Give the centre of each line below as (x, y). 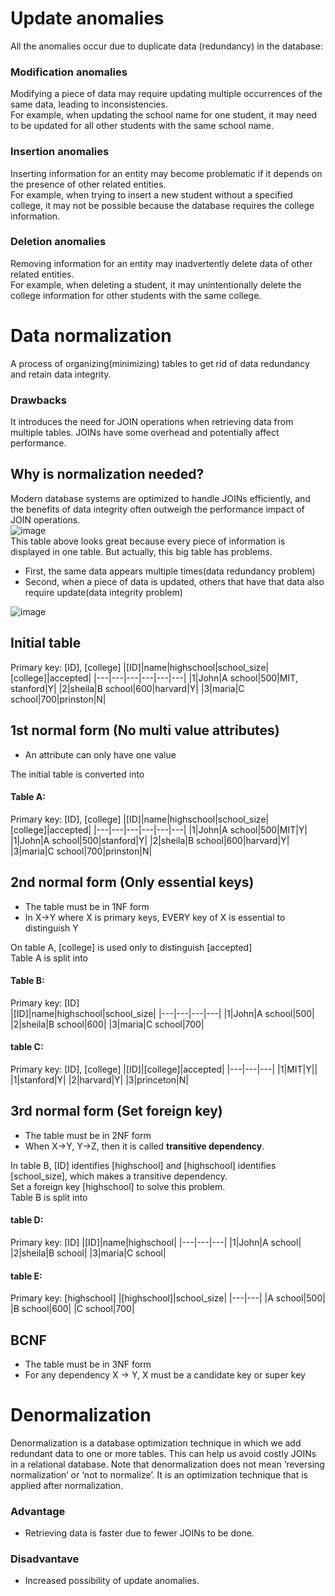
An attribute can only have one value (100, 754)
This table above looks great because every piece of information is (148, 541)
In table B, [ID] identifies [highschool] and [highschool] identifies (143, 1165)
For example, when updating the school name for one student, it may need (164, 115)
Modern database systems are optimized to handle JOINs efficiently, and (160, 498)
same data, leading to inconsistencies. (89, 104)
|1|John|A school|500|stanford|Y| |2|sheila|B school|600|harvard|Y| (150, 840)
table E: (26, 1276)
